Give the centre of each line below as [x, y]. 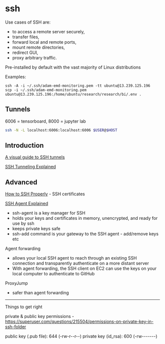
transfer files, [26, 37]
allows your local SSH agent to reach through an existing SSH [74, 258]
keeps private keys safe [36, 229]
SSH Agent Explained [27, 204]
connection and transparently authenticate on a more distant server [81, 264]
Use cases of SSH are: [28, 22]
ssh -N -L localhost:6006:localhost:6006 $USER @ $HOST [61, 130]
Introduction [25, 146]
